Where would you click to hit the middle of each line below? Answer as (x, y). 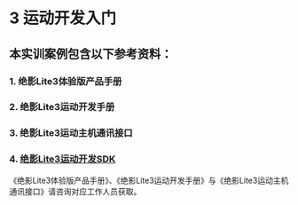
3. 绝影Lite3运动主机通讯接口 (71, 133)
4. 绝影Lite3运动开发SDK (63, 159)
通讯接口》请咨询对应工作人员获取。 (75, 191)
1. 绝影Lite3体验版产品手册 (66, 81)
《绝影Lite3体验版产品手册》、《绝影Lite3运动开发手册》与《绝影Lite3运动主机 (149, 180)
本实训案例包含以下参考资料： (91, 54)
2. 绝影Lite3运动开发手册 (62, 107)
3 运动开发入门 (63, 18)
